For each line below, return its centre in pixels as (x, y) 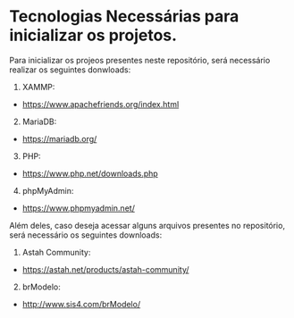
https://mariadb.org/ (59, 138)
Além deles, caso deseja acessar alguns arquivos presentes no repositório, (147, 225)
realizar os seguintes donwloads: (70, 70)
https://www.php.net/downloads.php (90, 173)
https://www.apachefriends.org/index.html (101, 104)
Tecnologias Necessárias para (124, 17)
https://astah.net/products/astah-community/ (105, 269)
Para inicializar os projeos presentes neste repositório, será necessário (140, 60)
